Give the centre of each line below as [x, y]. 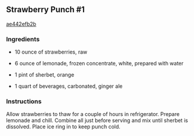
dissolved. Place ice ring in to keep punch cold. [63, 127]
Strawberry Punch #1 [46, 10]
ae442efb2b [21, 24]
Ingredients [23, 39]
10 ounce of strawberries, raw [51, 52]
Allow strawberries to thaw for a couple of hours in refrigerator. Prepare [93, 114]
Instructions [24, 101]
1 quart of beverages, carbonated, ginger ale [68, 86]
